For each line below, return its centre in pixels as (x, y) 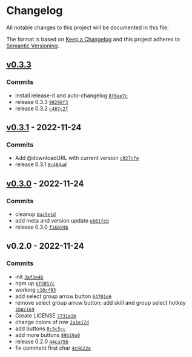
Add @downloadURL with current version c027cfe (77, 158)
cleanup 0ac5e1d (35, 214)
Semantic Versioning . (33, 46)
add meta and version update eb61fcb (62, 220)
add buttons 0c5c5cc (40, 328)
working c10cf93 (35, 289)
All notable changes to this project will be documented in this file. (88, 27)
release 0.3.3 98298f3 (41, 102)
